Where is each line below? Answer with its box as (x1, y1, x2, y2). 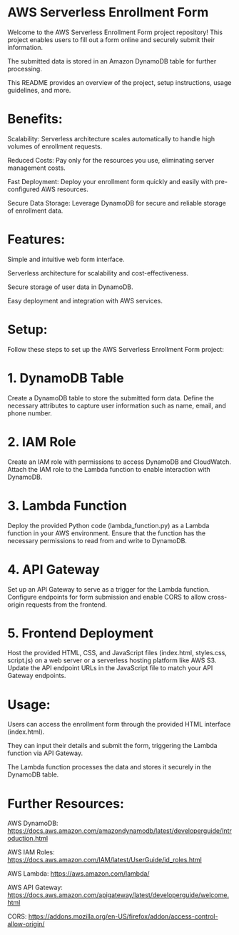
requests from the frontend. (26, 600, 107, 609)
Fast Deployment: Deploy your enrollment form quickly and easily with (7, 177, 214, 186)
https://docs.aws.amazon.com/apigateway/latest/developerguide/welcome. (7, 891, 230, 899)
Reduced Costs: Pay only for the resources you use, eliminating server (7, 156, 215, 164)
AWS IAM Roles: (7, 848, 55, 856)
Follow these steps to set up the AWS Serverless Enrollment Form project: (7, 345, 225, 353)
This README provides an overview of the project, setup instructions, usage (7, 78, 232, 86)
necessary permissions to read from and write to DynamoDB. (7, 536, 188, 545)
